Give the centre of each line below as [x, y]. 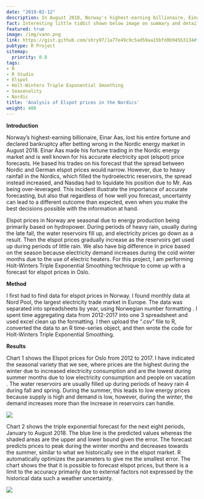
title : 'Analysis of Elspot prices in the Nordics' [73, 102]
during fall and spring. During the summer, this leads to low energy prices [98, 390]
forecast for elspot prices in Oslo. [48, 272]
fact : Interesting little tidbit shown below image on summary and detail [103, 23]
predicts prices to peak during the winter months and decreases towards [97, 445]
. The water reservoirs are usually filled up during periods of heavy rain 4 [98, 383]
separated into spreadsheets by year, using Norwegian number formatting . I [102, 309]
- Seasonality [24, 91]
